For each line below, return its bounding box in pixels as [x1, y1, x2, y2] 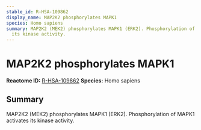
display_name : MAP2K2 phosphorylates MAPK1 [6, 14, 117, 20]
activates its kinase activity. [6, 117, 75, 124]
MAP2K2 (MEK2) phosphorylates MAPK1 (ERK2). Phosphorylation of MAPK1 [6, 110, 195, 117]
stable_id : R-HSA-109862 [6, 8, 69, 15]
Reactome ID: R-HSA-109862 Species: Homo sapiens [6, 77, 140, 84]
